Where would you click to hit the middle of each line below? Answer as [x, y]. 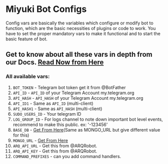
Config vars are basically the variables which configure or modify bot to [80, 23]
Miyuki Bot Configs [46, 9]
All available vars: [28, 77]
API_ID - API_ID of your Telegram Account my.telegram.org [73, 93]
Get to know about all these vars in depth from [79, 55]
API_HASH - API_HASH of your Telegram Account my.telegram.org [78, 98]
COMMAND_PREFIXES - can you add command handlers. [67, 156]
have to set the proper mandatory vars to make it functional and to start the [83, 33]
